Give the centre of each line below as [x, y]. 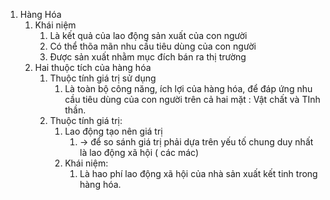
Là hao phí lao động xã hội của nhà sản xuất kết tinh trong [198, 173]
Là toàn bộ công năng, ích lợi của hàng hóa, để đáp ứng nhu [188, 88]
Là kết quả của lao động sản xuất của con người [148, 35]
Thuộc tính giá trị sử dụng [103, 78]
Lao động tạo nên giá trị [113, 131]
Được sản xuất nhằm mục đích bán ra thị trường [148, 57]
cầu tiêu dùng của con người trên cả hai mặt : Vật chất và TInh [192, 99]
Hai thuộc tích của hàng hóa [93, 67]
